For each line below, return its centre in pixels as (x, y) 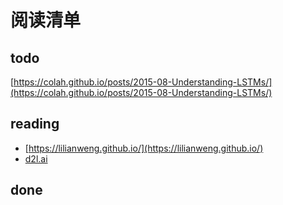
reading (35, 124)
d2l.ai (36, 158)
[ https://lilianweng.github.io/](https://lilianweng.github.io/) (144, 148)
